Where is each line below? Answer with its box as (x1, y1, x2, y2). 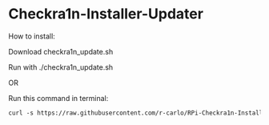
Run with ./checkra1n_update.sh (8, 62, 114, 72)
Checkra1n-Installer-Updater (8, 5, 204, 23)
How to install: (8, 31, 56, 41)
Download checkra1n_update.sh (8, 46, 114, 56)
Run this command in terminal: (8, 93, 109, 103)
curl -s (8, 109, 34, 117)
